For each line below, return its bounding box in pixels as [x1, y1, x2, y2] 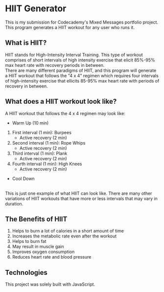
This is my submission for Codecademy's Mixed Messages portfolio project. [5, 19, 158, 25]
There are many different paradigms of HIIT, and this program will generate [5, 67, 157, 73]
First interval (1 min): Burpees [12, 129, 72, 135]
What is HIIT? [5, 39, 47, 47]
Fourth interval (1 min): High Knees [12, 161, 82, 167]
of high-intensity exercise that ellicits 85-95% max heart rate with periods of [5, 78, 160, 84]
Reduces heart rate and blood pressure [12, 254, 92, 260]
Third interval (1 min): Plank [12, 150, 68, 156]
